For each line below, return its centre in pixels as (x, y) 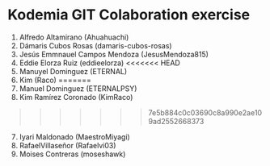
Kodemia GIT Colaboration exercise (129, 15)
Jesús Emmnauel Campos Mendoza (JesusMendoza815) (114, 54)
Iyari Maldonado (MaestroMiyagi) (74, 137)
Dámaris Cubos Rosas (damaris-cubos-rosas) (95, 45)
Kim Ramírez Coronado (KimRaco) (76, 97)
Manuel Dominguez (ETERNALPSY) (78, 88)
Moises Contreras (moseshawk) (72, 154)
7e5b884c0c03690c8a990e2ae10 (205, 112)
